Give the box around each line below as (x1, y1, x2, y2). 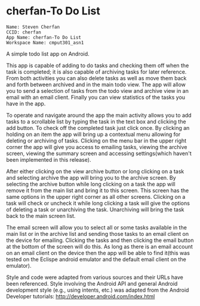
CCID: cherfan (6, 29, 42, 35)
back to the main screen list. (6, 212, 76, 219)
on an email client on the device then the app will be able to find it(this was (6, 249, 190, 256)
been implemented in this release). (6, 156, 91, 163)
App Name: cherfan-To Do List (6, 34, 82, 40)
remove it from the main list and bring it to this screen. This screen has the (6, 187, 189, 194)
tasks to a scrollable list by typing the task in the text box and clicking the (6, 118, 186, 125)
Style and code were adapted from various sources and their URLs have (6, 274, 183, 281)
